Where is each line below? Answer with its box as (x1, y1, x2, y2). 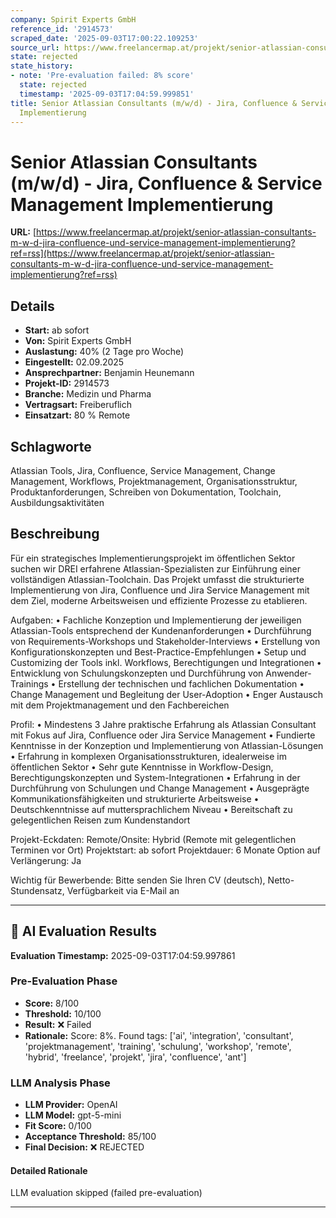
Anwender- (265, 667, 312, 679)
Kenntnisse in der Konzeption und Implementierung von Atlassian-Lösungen (10, 739, 324, 751)
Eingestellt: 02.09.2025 (24, 356, 125, 368)
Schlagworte (10, 438, 92, 455)
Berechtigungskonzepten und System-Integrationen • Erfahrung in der (10, 771, 301, 783)
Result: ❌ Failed (24, 1018, 92, 1030)
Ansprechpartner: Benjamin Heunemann (24, 367, 195, 379)
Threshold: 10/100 (24, 1007, 102, 1020)
